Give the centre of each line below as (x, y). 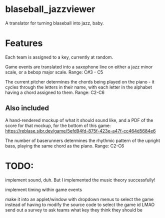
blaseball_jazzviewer (50, 9)
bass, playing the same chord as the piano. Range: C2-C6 (65, 145)
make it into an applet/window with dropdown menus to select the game (79, 199)
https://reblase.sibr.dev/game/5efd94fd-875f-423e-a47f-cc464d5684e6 (80, 130)
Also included (27, 108)
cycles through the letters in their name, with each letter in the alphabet (79, 87)
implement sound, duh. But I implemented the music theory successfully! (80, 180)
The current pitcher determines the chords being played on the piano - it (80, 81)
